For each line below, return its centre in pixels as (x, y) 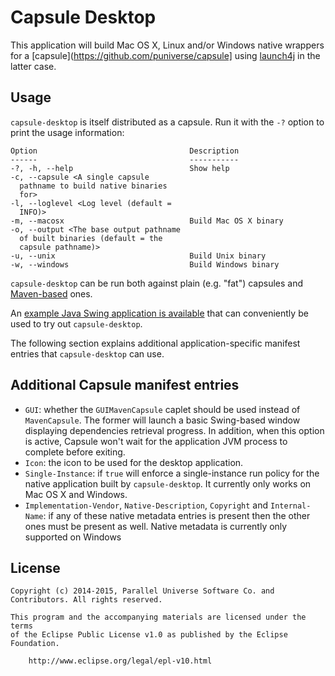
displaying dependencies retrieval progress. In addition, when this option (174, 430)
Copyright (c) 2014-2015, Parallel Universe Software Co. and (142, 591)
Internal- (291, 506)
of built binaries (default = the (91, 238)
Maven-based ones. (51, 293)
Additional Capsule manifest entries (125, 385)
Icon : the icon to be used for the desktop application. (134, 462)
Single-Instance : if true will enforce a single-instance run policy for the (172, 473)
